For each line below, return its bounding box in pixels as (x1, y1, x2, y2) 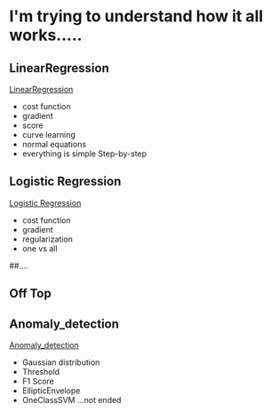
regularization (21, 234, 74, 244)
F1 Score (21, 376, 55, 387)
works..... (9, 25, 83, 45)
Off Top (9, 286, 52, 301)
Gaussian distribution (21, 357, 100, 368)
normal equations (21, 139, 87, 149)
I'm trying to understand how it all (9, 6, 264, 27)
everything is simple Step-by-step (21, 148, 147, 159)
